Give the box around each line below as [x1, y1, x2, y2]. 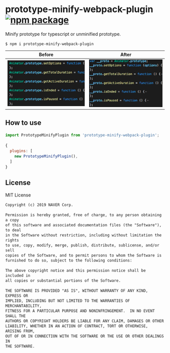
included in [5, 273, 30, 278]
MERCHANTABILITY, [5, 303, 42, 309]
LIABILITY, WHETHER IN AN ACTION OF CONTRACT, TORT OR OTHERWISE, [5, 323, 148, 329]
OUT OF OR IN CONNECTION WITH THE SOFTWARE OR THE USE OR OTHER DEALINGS [5, 333, 164, 339]
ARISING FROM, [5, 328, 35, 334]
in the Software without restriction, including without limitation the [5, 232, 162, 238]
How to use [5, 119, 41, 127]
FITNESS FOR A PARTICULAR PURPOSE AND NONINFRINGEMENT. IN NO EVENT [5, 308, 155, 314]
